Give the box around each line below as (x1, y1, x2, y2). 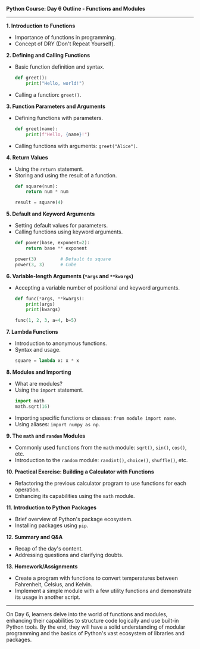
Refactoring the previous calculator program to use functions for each (14, 479, 186, 487)
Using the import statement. (14, 386, 84, 393)
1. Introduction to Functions (6, 22, 76, 29)
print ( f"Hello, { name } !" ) (26, 131, 90, 137)
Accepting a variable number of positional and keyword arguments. (14, 284, 180, 291)
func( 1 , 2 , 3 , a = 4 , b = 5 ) (14, 318, 77, 324)
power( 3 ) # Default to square (14, 256, 111, 262)
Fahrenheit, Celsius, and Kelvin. (14, 580, 92, 588)
